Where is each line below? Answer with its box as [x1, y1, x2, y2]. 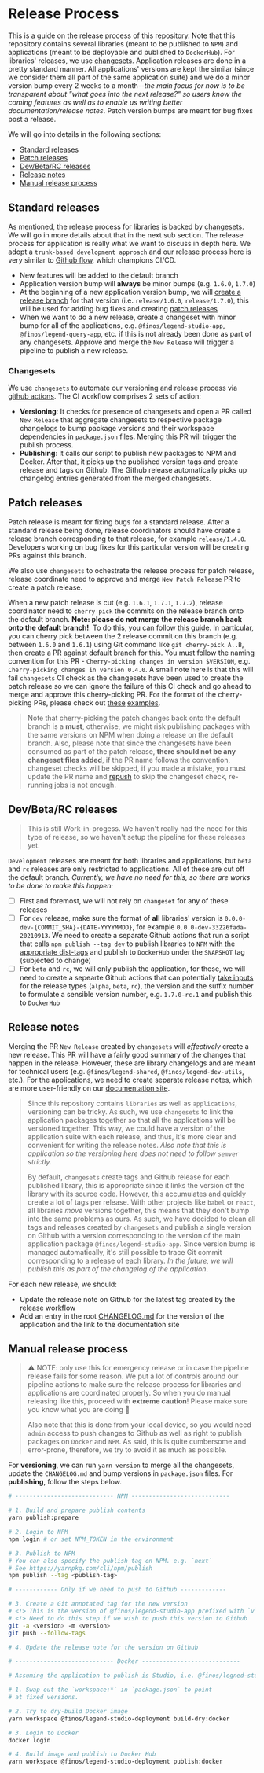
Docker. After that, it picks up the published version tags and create [19, 457, 239, 466]
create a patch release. [8, 583, 83, 592]
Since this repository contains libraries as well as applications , [27, 1098, 238, 1108]
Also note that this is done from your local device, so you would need [27, 1420, 251, 1429]
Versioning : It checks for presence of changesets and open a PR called [19, 406, 251, 417]
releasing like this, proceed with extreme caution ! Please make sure [27, 1396, 248, 1406]
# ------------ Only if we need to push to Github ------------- [8, 1586, 226, 1594]
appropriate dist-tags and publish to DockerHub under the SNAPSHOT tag [19, 947, 245, 956]
